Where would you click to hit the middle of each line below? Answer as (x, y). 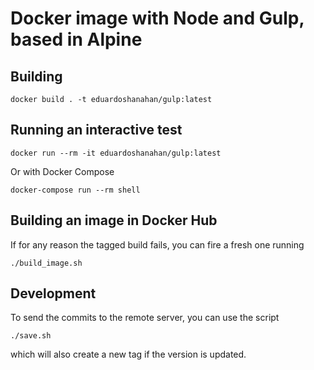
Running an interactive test (96, 130)
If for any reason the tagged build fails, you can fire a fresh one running (157, 244)
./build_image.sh (46, 263)
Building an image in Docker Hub (114, 220)
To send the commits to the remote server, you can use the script (145, 318)
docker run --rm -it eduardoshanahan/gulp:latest (116, 153)
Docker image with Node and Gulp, (157, 18)
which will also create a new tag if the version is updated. (128, 354)
